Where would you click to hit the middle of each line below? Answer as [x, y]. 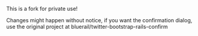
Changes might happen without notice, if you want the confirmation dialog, [99, 20]
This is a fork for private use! [42, 9]
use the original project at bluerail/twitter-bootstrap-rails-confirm [87, 27]
